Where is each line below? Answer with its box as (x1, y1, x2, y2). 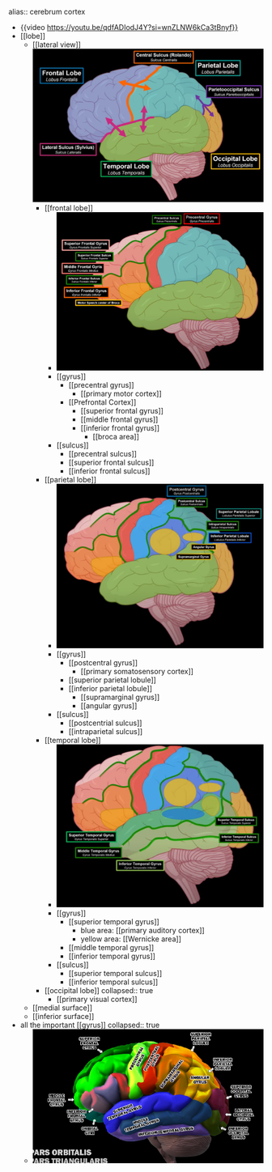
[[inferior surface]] (32, 1011, 95, 1021)
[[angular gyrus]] (80, 701, 138, 711)
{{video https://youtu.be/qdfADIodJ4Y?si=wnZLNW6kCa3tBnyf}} (19, 23, 239, 32)
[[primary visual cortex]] (56, 994, 138, 1004)
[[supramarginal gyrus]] (80, 692, 160, 703)
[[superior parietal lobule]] (68, 675, 156, 685)
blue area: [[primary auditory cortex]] (80, 925, 205, 935)
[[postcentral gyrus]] (68, 658, 138, 668)
